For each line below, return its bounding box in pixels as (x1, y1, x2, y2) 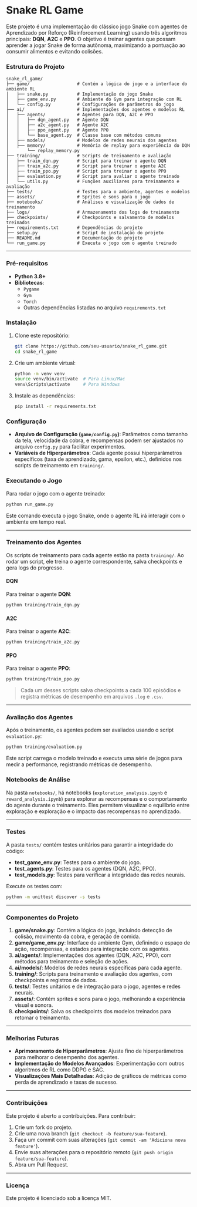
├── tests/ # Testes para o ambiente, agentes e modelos (6, 189, 191, 195)
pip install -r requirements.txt (14, 403, 97, 410)
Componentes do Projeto (6, 913, 79, 922)
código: (6, 847, 25, 854)
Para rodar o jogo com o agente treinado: (6, 490, 106, 497)
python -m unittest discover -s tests (6, 894, 101, 900)
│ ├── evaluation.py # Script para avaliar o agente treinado (6, 174, 180, 180)
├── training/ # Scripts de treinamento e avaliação (6, 153, 172, 159)
